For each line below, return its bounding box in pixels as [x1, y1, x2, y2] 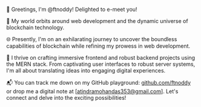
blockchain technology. [6, 24, 65, 31]
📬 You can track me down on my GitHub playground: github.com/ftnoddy [6, 79, 191, 86]
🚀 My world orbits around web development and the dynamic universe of [6, 18, 189, 24]
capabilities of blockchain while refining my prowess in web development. [6, 42, 191, 50]
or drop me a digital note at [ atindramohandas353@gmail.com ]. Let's [6, 88, 179, 95]
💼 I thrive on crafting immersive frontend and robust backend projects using [6, 54, 196, 61]
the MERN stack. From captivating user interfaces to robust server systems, [6, 60, 196, 68]
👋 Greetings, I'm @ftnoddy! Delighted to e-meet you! [6, 6, 137, 13]
